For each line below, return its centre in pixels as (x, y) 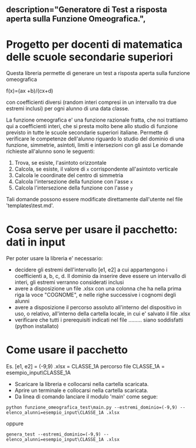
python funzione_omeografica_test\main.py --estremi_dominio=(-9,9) (92, 408)
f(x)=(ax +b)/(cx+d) (30, 91)
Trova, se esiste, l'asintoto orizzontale (61, 163)
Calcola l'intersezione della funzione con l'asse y (74, 188)
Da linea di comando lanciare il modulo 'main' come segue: (86, 397)
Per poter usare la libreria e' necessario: (54, 259)
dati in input (36, 242)
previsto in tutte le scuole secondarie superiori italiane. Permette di (87, 133)
